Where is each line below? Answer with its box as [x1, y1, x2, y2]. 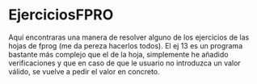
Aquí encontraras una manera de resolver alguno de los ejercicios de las [8, 32, 250, 42]
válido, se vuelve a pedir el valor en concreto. [8, 66, 160, 76]
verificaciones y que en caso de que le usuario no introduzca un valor [8, 58, 241, 68]
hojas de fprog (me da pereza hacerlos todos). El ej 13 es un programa [8, 40, 243, 50]
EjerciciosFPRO [8, 6, 114, 24]
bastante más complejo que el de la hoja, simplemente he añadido [8, 49, 229, 59]
